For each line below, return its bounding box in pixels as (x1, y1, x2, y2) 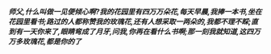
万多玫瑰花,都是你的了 (8, 37, 82, 46)
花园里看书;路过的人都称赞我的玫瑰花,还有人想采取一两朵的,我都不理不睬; (8, 17, 252, 26)
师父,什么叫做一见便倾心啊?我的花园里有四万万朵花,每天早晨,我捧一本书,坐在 (8, 7, 262, 16)
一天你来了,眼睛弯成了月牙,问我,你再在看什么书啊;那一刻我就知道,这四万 (22, 27, 261, 36)
